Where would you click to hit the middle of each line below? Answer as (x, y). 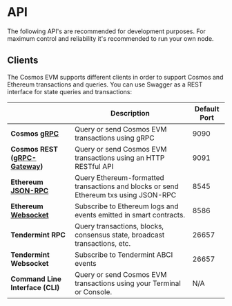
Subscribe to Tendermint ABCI (124, 255)
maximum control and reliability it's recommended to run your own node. (110, 38)
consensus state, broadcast (120, 235)
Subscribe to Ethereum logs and (127, 206)
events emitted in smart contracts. (130, 215)
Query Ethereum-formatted (119, 177)
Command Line (36, 279)
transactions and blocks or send (127, 186)
